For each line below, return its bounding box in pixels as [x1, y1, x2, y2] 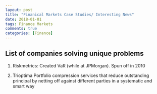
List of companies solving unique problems [5, 49, 144, 58]
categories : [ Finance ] [5, 31, 53, 36]
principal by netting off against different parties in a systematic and [12, 77, 152, 83]
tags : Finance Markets [5, 21, 53, 27]
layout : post [5, 7, 33, 13]
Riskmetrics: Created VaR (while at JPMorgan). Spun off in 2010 [12, 62, 145, 68]
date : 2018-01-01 [5, 17, 42, 22]
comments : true [5, 26, 37, 31]
